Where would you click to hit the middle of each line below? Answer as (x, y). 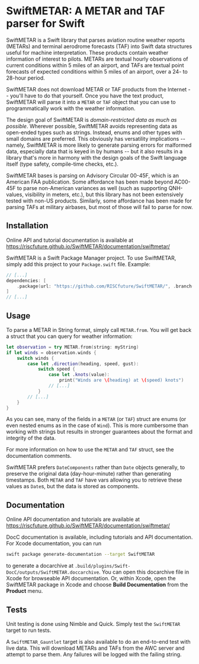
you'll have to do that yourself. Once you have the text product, (87, 96)
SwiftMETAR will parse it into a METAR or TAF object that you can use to (91, 102)
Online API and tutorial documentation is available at (70, 240)
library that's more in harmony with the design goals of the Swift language (97, 157)
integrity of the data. (31, 438)
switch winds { (36, 358)
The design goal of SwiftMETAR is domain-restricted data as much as (92, 119)
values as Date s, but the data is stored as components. (73, 486)
